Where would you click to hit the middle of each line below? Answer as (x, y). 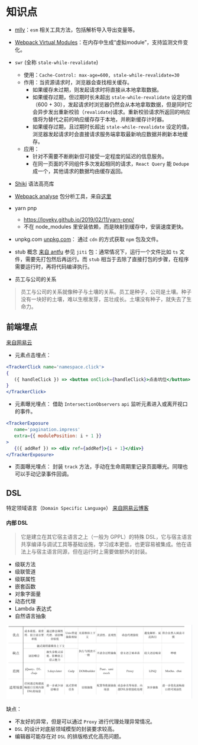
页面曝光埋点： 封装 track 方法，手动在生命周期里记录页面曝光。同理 (99, 467)
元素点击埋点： (33, 355)
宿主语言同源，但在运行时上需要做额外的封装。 (93, 552)
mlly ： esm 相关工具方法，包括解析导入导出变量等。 (76, 30)
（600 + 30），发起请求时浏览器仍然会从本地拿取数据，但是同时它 (112, 104)
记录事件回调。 (53, 474)
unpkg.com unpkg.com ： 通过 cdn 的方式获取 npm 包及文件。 (88, 239)
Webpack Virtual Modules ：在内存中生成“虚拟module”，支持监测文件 (99, 42)
